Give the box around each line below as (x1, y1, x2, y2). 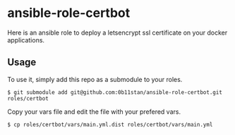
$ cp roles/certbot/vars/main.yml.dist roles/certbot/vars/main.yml (7, 121, 213, 128)
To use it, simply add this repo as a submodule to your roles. (7, 75, 183, 83)
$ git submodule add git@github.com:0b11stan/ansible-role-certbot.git (7, 88, 222, 96)
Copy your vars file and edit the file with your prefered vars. (7, 107, 181, 116)
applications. (7, 35, 44, 44)
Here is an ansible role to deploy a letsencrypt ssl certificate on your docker (7, 28, 228, 37)
